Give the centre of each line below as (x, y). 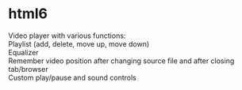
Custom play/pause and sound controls (72, 77)
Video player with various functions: (67, 36)
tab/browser (29, 69)
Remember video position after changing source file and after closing (121, 61)
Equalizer (23, 52)
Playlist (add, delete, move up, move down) (79, 43)
